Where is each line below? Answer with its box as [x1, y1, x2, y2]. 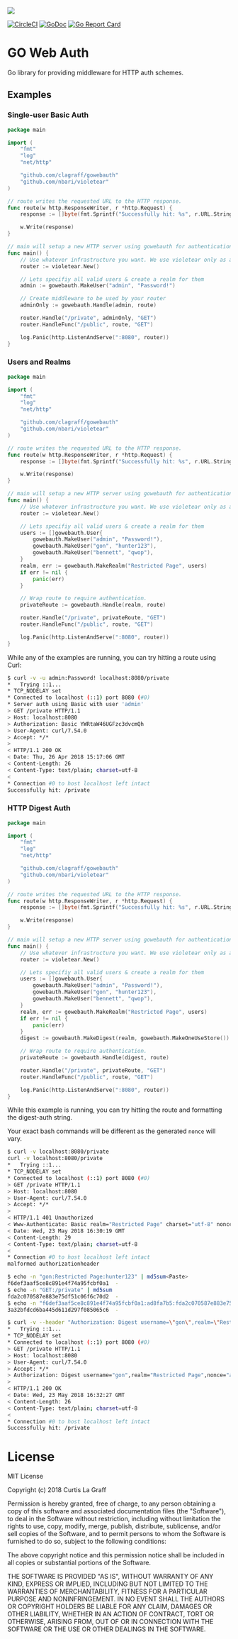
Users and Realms [7, 357, 71, 367]
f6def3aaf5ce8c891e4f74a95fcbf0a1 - [7, 1280, 119, 1287]
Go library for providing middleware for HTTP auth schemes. [7, 68, 184, 77]
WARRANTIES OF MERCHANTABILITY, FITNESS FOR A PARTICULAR [7, 1587, 208, 1596]
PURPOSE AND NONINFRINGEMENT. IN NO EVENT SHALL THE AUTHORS [7, 1595, 225, 1604]
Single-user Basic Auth [7, 110, 89, 120]
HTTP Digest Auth [7, 803, 71, 813]
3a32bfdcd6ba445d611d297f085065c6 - [7, 1306, 119, 1313]
